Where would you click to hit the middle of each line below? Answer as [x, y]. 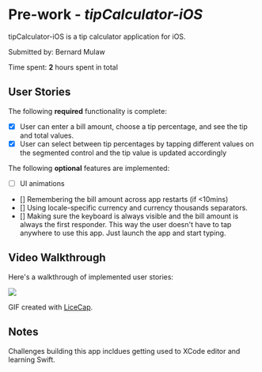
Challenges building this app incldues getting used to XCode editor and [124, 351]
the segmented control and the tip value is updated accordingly [123, 153]
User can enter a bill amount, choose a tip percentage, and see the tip [133, 126]
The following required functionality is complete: [88, 111]
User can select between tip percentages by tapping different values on [137, 143]
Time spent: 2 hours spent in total [63, 67]
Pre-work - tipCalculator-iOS [106, 15]
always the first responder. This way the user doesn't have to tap [125, 224]
